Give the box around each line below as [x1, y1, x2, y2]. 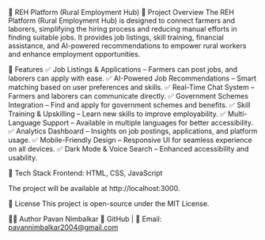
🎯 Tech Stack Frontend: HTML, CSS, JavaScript [8, 168, 163, 178]
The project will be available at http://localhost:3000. [8, 184, 180, 193]
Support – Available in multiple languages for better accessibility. [42, 118, 253, 127]
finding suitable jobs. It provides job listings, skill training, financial [8, 32, 224, 42]
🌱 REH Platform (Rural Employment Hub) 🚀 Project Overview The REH [8, 8, 235, 17]
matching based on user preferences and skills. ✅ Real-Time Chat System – [8, 83, 255, 92]
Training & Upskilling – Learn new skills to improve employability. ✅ [8, 109, 227, 118]
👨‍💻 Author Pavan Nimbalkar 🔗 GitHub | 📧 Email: [8, 214, 162, 223]
